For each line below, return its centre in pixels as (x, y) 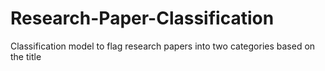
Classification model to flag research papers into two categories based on (163, 46)
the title (26, 56)
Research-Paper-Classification (142, 18)
